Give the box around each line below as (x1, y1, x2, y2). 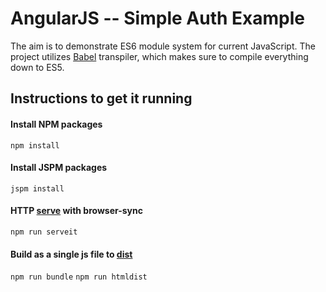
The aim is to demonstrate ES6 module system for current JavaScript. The (10, 40, 316, 52)
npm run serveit (10, 227, 78, 237)
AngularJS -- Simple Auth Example (10, 7, 305, 30)
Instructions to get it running (10, 90, 193, 107)
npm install (10, 140, 60, 151)
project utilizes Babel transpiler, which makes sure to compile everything (10, 50, 309, 62)
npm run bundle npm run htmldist (10, 272, 148, 282)
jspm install (10, 183, 65, 194)
